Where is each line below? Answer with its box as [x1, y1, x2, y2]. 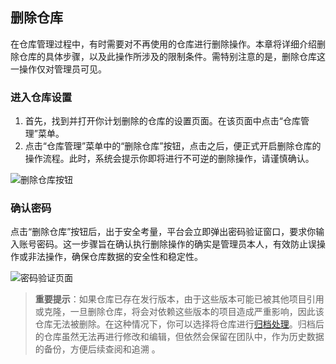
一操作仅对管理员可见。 [10, 63, 107, 75]
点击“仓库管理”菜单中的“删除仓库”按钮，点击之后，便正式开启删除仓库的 [24, 140, 322, 152]
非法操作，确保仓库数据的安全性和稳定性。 [27, 251, 203, 263]
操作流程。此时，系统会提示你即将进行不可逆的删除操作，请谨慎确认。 [24, 153, 315, 165]
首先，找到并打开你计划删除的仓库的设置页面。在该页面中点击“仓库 [24, 115, 301, 127]
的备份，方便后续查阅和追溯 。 [34, 343, 161, 355]
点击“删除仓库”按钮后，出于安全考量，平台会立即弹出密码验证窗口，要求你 [10, 226, 317, 238]
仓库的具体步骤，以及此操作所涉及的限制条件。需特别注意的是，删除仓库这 [18, 50, 326, 62]
